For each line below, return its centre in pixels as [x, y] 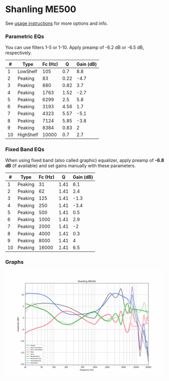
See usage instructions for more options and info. [57, 23]
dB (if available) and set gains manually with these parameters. [71, 166]
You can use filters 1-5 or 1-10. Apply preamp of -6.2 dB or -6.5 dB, [75, 48]
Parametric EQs [25, 36]
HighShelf [28, 135]
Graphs [14, 262]
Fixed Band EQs [25, 149]
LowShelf [27, 71]
